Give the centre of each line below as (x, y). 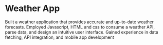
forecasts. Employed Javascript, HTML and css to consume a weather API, (80, 27)
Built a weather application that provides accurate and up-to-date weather (80, 22)
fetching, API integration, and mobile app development (60, 37)
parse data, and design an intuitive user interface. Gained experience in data (82, 32)
